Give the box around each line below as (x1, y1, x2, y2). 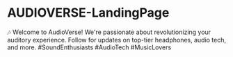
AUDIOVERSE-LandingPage (7, 5, 170, 21)
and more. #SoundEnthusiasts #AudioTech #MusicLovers (7, 43, 172, 51)
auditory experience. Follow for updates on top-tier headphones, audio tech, (7, 35, 227, 44)
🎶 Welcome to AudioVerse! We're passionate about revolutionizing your (7, 28, 211, 36)
